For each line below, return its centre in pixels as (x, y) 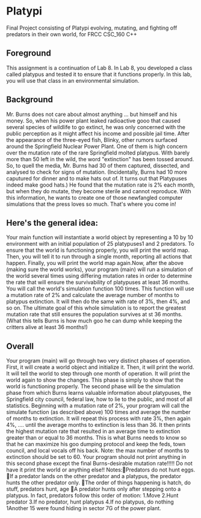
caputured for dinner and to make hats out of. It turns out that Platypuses (97, 178)
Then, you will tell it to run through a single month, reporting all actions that (99, 257)
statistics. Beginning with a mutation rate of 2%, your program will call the (98, 406)
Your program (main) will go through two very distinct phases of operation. (99, 361)
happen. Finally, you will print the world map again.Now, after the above (95, 263)
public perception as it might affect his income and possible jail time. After (98, 133)
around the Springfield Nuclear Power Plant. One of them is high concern (97, 146)
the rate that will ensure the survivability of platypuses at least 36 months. (98, 283)
